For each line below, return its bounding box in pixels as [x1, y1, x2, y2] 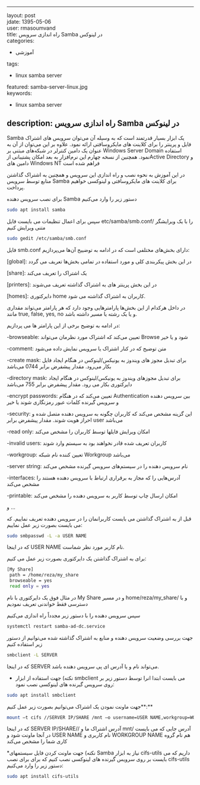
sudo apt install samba [7, 207, 66, 213]
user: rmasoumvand [7, 24, 56, 32]
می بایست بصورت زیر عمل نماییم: [7, 521, 82, 528]
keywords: [7, 90, 32, 96]
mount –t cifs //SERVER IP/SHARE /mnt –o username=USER [7, 714, 148, 721]
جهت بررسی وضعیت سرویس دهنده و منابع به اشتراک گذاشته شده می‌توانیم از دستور [7, 634, 193, 641]
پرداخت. [7, 183, 26, 191]
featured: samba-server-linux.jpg [7, 83, 88, 90]
